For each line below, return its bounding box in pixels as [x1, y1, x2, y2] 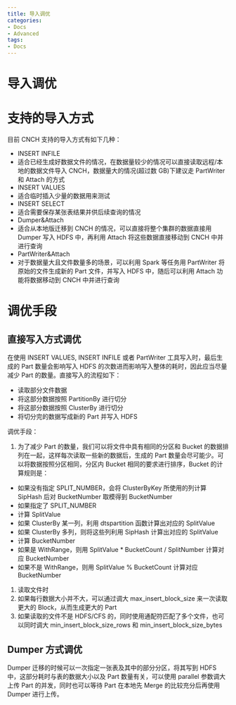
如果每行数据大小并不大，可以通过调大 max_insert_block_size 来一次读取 [17, 594, 228, 603]
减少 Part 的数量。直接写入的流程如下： [7, 371, 122, 379]
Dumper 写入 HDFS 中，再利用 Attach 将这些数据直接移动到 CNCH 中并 [17, 233, 223, 242]
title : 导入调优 [7, 10, 51, 18]
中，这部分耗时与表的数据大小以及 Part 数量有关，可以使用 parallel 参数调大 [7, 672, 226, 680]
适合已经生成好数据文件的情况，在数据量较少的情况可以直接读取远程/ [17, 158, 217, 166]
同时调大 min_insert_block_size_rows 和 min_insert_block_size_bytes [23, 621, 223, 630]
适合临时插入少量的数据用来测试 [17, 192, 110, 200]
